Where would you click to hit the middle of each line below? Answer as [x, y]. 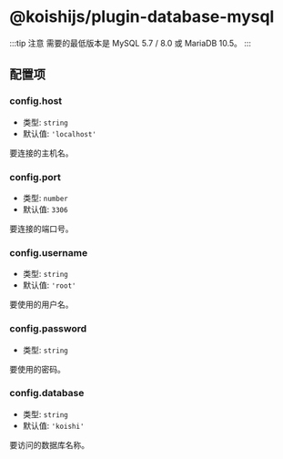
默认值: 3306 [45, 209]
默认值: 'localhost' [60, 133]
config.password [48, 329]
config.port [35, 177]
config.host [36, 101]
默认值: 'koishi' [53, 425]
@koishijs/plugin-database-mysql [142, 17]
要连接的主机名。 [41, 153]
